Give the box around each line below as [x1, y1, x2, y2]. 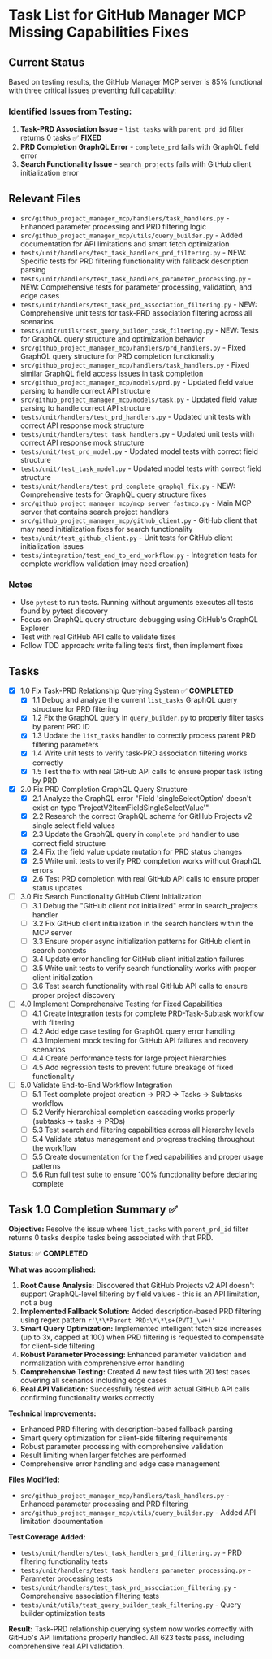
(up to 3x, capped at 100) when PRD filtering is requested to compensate [19, 1332, 265, 1343]
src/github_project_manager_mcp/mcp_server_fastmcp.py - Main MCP [19, 499, 252, 508]
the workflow [32, 1143, 77, 1153]
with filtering [32, 1017, 75, 1027]
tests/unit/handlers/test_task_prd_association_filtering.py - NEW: [19, 299, 257, 310]
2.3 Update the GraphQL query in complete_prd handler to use [32, 829, 240, 838]
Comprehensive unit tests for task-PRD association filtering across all [19, 308, 253, 318]
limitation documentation [19, 1517, 104, 1526]
